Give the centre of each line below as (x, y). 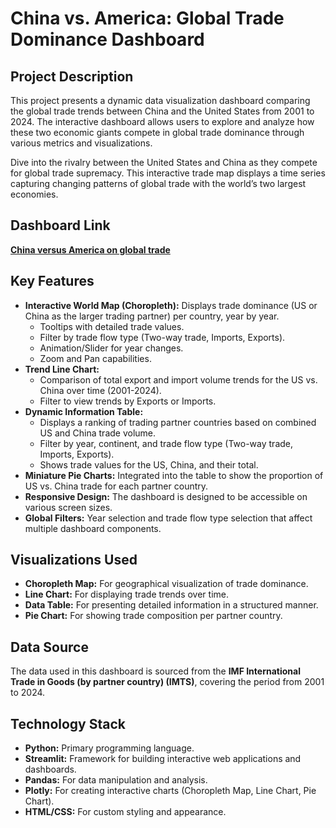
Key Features (52, 281)
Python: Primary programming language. (109, 748)
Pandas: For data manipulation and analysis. (116, 780)
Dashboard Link (60, 225)
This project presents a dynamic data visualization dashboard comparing (160, 100)
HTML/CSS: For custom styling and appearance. (125, 812)
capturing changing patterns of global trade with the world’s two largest (158, 183)
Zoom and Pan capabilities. (95, 358)
